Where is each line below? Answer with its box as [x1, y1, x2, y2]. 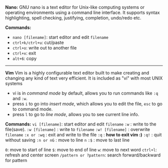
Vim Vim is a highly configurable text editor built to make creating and [5, 70, 149, 75]
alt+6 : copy [12, 55, 37, 61]
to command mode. [12, 106, 53, 112]
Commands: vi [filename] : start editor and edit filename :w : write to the [5, 121, 156, 127]
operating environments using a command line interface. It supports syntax [5, 9, 160, 15]
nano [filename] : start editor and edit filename [12, 34, 108, 40]
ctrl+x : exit [12, 50, 36, 56]
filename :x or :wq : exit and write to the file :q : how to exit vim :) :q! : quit [5, 132, 162, 137]
